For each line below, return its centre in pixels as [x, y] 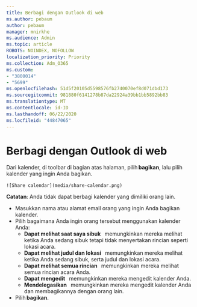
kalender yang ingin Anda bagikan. [49, 174]
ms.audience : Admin [31, 38]
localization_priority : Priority [48, 57]
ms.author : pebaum [29, 19]
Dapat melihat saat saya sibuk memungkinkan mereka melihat [103, 234]
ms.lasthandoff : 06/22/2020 [42, 114]
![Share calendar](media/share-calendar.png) [64, 186]
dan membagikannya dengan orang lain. [74, 291]
